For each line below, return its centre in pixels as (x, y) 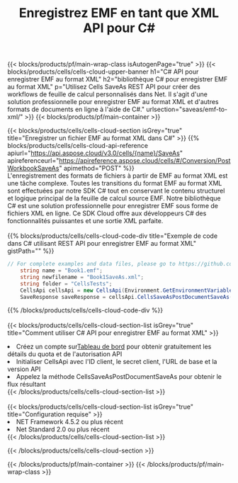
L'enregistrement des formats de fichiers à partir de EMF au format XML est (118, 176)
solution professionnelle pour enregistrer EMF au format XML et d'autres (113, 102)
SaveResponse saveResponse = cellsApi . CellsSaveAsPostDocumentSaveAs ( (126, 297)
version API (24, 369)
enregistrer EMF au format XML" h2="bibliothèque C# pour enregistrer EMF (118, 79)
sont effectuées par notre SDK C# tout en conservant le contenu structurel (116, 191)
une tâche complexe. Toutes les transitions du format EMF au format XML (115, 183)
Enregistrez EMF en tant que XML (119, 13)
